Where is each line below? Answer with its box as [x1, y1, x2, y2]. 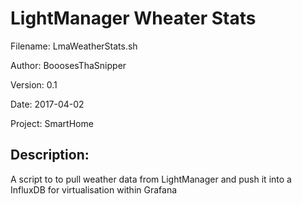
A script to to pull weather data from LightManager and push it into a [10, 173, 292, 185]
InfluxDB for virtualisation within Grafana [10, 183, 178, 196]
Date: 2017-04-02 [10, 98, 85, 110]
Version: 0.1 [10, 78, 58, 91]
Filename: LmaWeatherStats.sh [10, 40, 138, 52]
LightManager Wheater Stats [10, 7, 257, 30]
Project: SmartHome [10, 117, 94, 129]
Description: [10, 147, 90, 164]
